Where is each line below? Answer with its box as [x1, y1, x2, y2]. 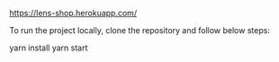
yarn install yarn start [9, 42, 88, 53]
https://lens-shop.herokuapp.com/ [9, 8, 138, 18]
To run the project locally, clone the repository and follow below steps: [9, 25, 270, 35]
